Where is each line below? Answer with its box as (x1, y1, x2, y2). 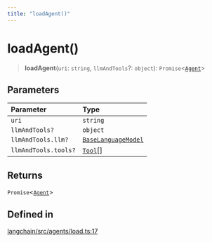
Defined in (7, 208, 54, 220)
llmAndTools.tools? (11, 147, 76, 154)
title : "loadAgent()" (7, 10, 71, 18)
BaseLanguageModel (82, 136, 144, 144)
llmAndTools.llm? (11, 136, 69, 144)
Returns (7, 169, 44, 181)
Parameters (7, 83, 60, 95)
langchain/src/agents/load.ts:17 (7, 227, 98, 235)
